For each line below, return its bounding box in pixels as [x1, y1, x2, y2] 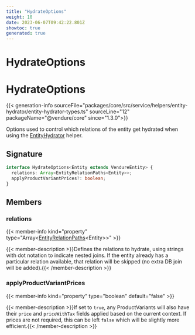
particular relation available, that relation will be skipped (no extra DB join [6, 258, 183, 265]
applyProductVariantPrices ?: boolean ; [11, 175, 107, 181]
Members [6, 197, 42, 207]
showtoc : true [6, 25, 41, 31]
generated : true [6, 31, 46, 36]
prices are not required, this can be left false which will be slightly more [6, 316, 180, 323]
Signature [6, 149, 43, 159]
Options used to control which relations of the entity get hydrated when [6, 126, 179, 133]
